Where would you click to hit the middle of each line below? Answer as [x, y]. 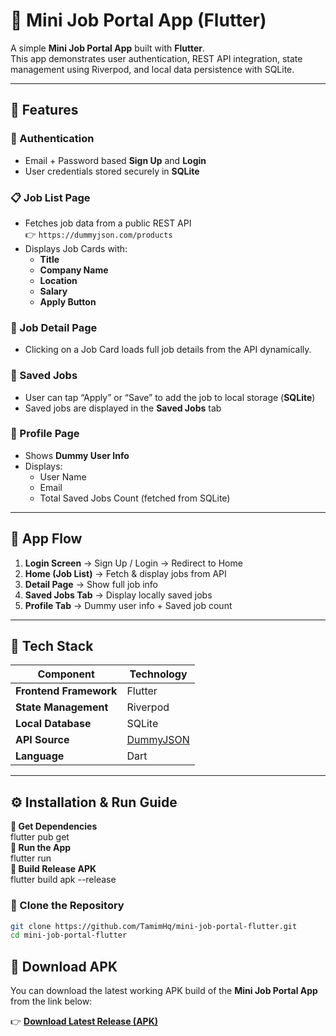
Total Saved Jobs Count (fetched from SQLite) [135, 498]
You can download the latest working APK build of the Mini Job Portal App [164, 991]
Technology [158, 674]
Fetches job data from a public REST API [108, 223]
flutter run [31, 858]
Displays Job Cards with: [76, 248]
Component [66, 674]
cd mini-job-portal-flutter [69, 935]
